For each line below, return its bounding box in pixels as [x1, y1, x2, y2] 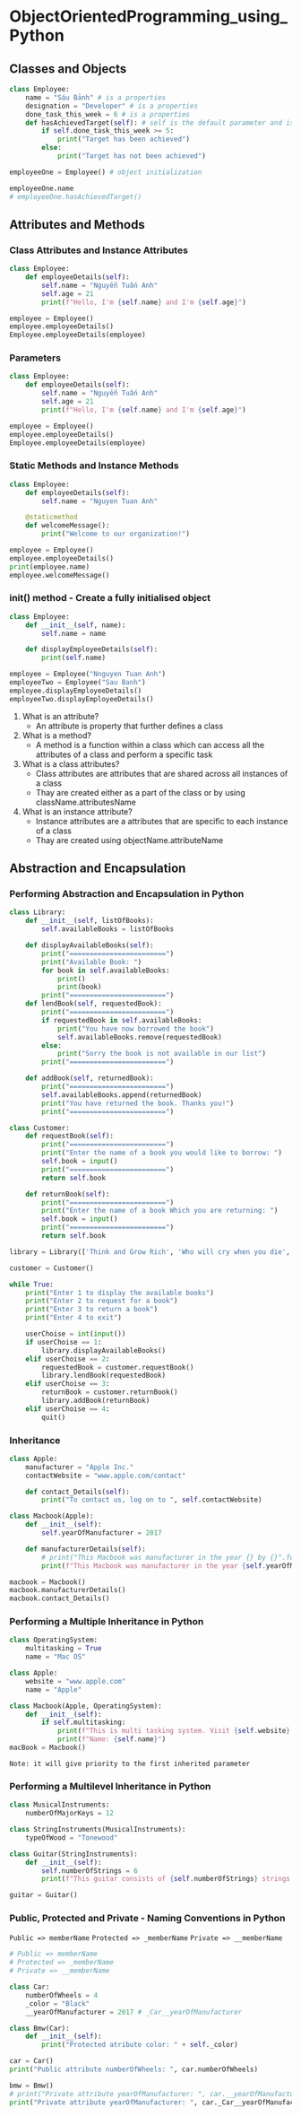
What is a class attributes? [21, 758, 120, 769]
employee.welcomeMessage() [9, 570, 110, 579]
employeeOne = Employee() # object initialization [9, 168, 202, 177]
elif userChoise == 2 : [25, 1354, 110, 1363]
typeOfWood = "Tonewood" [25, 1833, 118, 1842]
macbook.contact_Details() [9, 1594, 110, 1603]
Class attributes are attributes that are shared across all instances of [35, 768, 288, 779]
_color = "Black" [25, 1998, 90, 2008]
